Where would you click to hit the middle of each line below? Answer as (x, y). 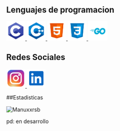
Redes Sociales (36, 57)
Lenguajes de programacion (60, 10)
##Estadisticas (25, 97)
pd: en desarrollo (28, 121)
